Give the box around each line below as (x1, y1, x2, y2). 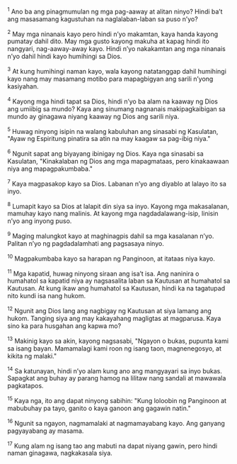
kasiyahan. (7, 81, 39, 91)
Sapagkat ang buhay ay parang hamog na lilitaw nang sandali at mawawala (7, 374, 226, 383)
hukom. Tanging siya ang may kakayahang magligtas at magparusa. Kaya (7, 314, 221, 322)
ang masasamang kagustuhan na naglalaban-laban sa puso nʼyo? (7, 14, 198, 23)
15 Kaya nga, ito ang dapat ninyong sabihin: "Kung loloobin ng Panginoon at (7, 395, 227, 404)
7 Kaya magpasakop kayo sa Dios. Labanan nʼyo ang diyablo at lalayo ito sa (7, 178, 226, 188)
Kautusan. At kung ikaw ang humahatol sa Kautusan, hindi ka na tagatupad (7, 284, 225, 293)
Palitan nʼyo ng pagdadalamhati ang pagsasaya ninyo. (7, 239, 164, 247)
